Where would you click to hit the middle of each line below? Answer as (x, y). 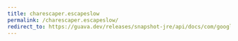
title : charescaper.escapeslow (53, 14)
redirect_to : (27, 26)
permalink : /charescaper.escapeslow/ (63, 20)
